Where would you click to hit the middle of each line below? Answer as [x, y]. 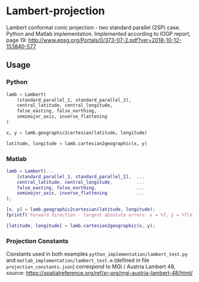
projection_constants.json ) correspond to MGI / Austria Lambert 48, [91, 267]
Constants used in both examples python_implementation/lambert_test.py [97, 254]
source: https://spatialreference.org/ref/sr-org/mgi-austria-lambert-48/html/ [99, 273]
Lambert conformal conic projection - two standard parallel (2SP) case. [93, 27]
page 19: [17, 40]
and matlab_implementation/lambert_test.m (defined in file [78, 261]
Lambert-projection [56, 11]
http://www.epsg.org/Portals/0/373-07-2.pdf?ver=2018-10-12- [105, 40]
